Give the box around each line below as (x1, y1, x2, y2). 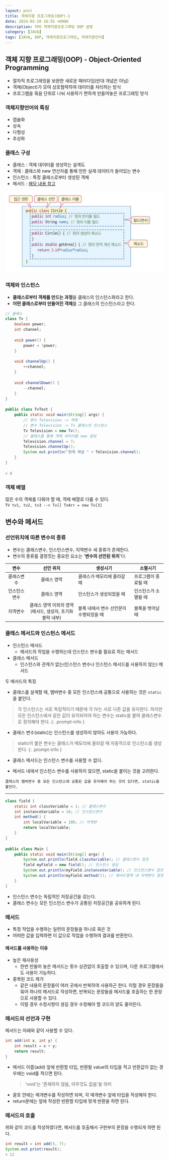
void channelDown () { (14, 380, 59, 385)
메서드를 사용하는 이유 (5, 945, 48, 951)
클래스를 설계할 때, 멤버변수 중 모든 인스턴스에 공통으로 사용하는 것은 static (12, 689, 162, 695)
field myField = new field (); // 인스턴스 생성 (23, 863, 119, 868)
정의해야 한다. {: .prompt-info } (23, 719, 85, 725)
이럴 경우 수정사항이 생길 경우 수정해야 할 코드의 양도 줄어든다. (20, 1001, 142, 1007)
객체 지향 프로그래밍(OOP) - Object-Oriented (5, 56, 141, 64)
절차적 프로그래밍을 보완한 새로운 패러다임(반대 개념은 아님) (12, 77, 129, 83)
